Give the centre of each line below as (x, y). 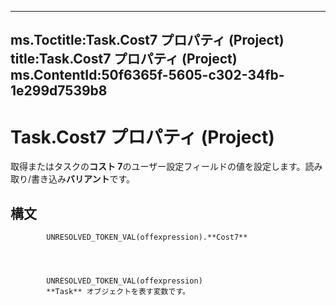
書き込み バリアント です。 (83, 179)
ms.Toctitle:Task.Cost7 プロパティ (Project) (147, 40)
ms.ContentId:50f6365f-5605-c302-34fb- (147, 75)
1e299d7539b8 (59, 91)
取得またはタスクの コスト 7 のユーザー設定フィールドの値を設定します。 (158, 167)
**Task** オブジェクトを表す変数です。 (118, 292)
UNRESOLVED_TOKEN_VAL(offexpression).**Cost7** (147, 237)
